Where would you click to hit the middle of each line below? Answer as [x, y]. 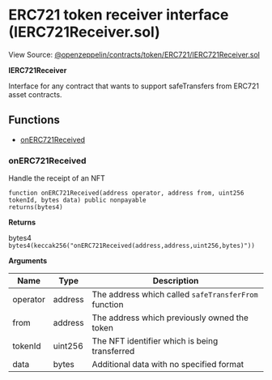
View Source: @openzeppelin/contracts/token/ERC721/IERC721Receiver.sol [134, 54]
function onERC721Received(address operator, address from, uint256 [126, 193]
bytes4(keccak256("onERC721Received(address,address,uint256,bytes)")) [132, 246]
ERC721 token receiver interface [119, 15]
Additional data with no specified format [168, 365]
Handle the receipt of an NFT [57, 178]
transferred [113, 352]
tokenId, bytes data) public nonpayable [78, 200]
